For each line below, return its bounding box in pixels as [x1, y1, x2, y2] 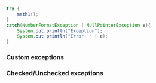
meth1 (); [17, 11, 39, 17]
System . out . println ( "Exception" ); [17, 27, 103, 34]
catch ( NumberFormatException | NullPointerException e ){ [6, 22, 151, 28]
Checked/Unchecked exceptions [6, 69, 103, 77]
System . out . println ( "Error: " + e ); [17, 33, 109, 39]
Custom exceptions [6, 53, 65, 62]
